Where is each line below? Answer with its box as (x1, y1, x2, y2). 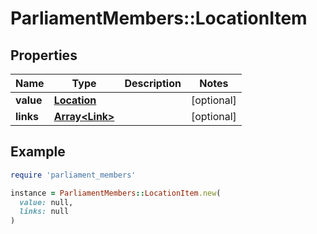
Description (124, 77, 182, 90)
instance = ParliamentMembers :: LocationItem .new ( (10, 188, 222, 198)
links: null (19, 207, 70, 217)
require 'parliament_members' (10, 170, 137, 180)
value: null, (19, 197, 74, 207)
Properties (10, 47, 78, 64)
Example (10, 143, 66, 161)
